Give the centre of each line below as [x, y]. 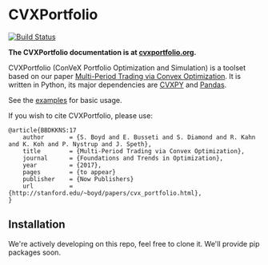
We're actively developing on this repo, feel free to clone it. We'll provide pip [134, 243]
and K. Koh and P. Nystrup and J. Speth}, [80, 144]
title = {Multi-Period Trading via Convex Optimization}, [134, 151]
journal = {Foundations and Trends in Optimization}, [123, 158]
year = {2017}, [62, 165]
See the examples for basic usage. [65, 100]
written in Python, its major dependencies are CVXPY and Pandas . [118, 85]
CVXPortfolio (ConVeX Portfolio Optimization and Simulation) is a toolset [127, 67]
